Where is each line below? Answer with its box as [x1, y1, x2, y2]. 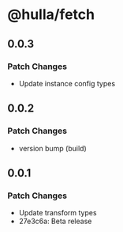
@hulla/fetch [7, 6, 95, 24]
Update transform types [18, 208, 97, 218]
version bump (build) [18, 143, 88, 153]
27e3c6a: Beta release [18, 216, 92, 226]
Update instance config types [18, 78, 116, 88]
